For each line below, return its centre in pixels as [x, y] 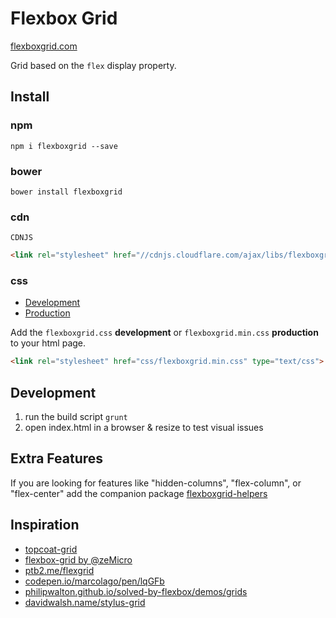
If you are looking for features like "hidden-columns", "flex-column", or [156, 483]
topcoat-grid [51, 549]
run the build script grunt [76, 417]
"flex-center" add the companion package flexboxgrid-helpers [139, 493]
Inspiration [45, 525]
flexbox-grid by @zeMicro [78, 559]
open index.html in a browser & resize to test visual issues [144, 428]
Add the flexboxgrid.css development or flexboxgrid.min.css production [164, 333]
